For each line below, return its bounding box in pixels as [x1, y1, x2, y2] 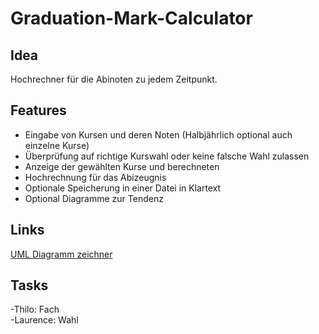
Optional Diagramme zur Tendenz [24, 192, 164, 204]
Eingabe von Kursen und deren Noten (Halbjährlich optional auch [24, 128, 293, 141]
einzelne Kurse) [24, 139, 90, 151]
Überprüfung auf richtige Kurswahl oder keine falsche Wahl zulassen [24, 150, 310, 162]
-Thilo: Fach [10, 303, 60, 316]
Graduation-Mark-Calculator [10, 7, 253, 30]
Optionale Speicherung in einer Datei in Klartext [24, 182, 222, 194]
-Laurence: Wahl [10, 314, 79, 326]
